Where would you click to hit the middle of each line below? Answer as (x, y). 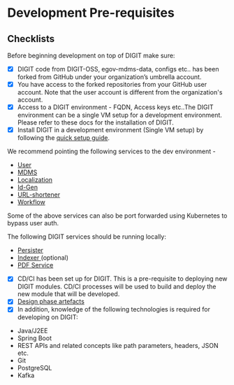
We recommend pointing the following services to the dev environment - (111, 151)
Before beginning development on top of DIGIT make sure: (91, 55)
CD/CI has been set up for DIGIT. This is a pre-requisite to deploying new (122, 279)
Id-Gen (28, 188)
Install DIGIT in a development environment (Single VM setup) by (110, 130)
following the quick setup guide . (64, 138)
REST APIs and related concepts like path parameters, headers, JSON (118, 346)
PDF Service (35, 265)
